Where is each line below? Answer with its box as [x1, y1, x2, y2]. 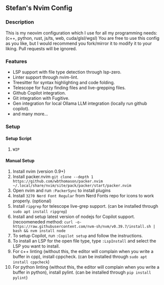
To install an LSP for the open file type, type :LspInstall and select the [12, 238, 156, 244]
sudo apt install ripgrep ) [12, 209, 68, 215]
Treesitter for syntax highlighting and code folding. [12, 79, 115, 85]
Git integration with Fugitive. [12, 95, 70, 101]
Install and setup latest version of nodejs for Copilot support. [12, 214, 135, 220]
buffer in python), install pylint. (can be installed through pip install [12, 269, 151, 275]
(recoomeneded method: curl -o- [12, 219, 82, 225]
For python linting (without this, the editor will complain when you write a [12, 264, 160, 270]
